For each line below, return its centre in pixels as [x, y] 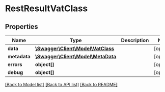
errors [15, 64]
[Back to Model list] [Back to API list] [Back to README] [61, 84]
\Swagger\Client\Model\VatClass [75, 48]
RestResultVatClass [46, 9]
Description [135, 40]
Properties [22, 27]
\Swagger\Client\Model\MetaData [76, 57]
